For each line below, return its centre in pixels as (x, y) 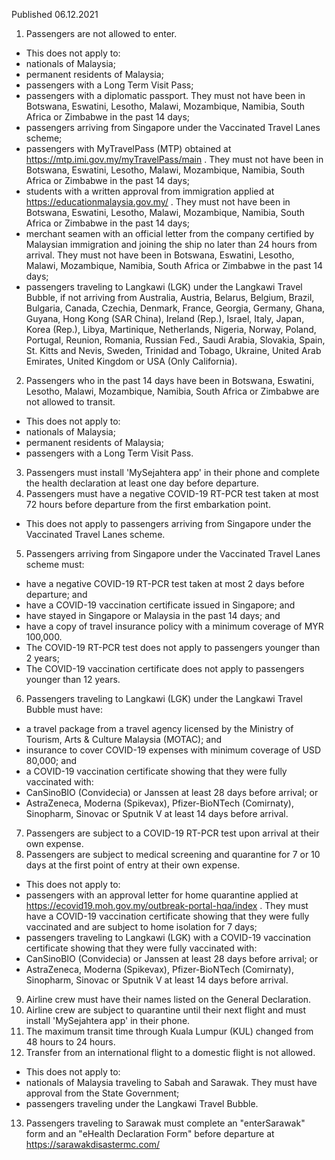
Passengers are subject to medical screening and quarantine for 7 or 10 (173, 854)
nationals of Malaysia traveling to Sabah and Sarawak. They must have (171, 1082)
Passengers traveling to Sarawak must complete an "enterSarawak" (165, 1123)
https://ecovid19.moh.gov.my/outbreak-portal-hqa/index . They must (167, 905)
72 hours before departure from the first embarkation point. (148, 504)
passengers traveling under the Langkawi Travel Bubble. (142, 1103)
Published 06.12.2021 (55, 14)
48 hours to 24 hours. (70, 1042)
